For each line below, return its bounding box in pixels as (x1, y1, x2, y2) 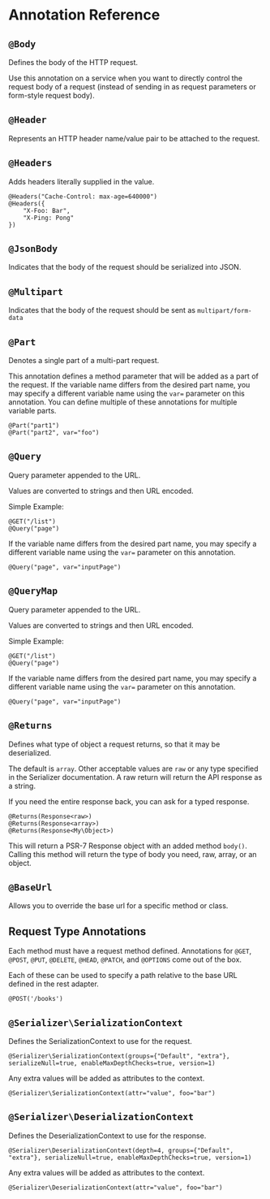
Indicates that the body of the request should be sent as (8, 305, 196, 315)
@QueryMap (8, 585, 58, 597)
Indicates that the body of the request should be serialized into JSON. (8, 262, 242, 272)
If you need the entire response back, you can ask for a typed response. (8, 796, 250, 806)
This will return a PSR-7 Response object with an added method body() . (8, 841, 247, 851)
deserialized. (8, 747, 52, 757)
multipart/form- (197, 307, 252, 315)
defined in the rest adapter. (8, 979, 99, 989)
